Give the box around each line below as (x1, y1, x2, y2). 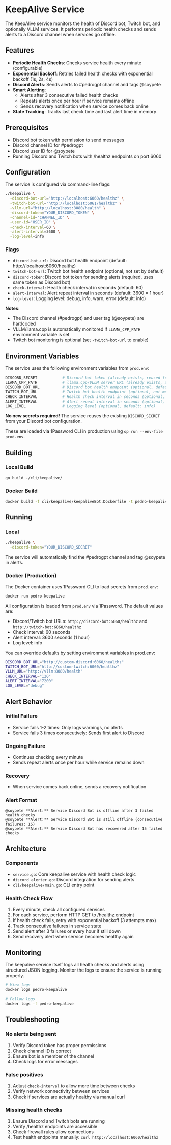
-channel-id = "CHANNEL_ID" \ (10, 215, 70, 220)
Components (5, 859, 38, 866)
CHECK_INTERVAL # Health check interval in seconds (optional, (5, 394, 165, 399)
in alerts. (5, 559, 24, 565)
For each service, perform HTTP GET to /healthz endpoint (12, 912, 134, 918)
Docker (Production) (5, 572, 57, 579)
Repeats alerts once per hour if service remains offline (20, 97, 135, 104)
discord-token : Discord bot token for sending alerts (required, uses (12, 274, 154, 280)
